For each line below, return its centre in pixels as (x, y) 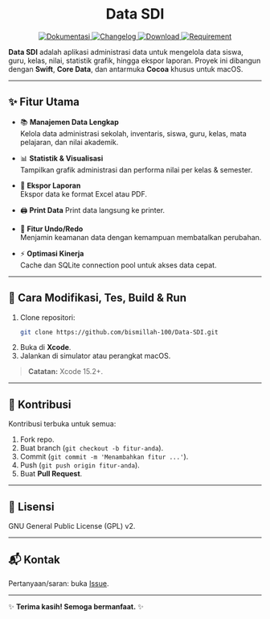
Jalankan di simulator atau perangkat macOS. (95, 356)
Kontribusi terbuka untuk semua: (62, 424)
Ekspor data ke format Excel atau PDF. (83, 193)
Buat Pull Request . (51, 474)
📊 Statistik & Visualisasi (61, 158)
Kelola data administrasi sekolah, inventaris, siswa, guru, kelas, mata (133, 133)
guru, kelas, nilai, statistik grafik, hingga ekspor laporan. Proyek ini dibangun (135, 60)
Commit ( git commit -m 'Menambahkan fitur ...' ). (104, 457)
